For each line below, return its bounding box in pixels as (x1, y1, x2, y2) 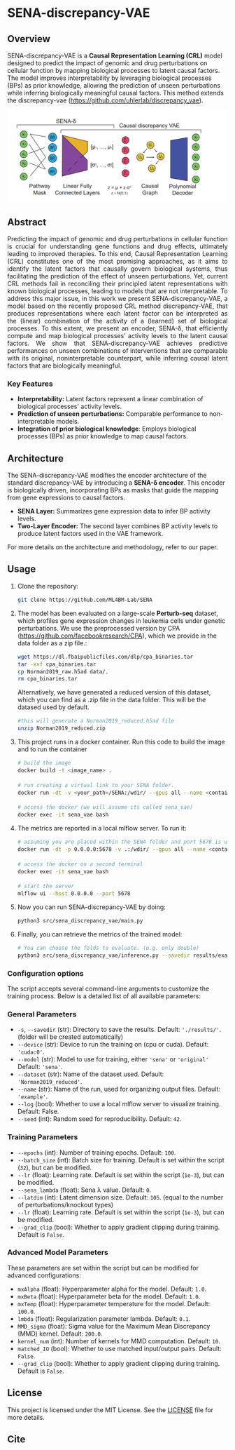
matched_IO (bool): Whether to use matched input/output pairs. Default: (17, 1344, 222, 1352)
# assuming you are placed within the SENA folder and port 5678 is (17, 838, 222, 846)
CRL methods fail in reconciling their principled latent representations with (7, 279, 228, 288)
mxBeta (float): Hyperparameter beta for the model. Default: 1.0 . (17, 1292, 201, 1301)
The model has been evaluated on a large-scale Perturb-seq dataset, (17, 609, 218, 617)
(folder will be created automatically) (17, 1033, 124, 1041)
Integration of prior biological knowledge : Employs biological (17, 424, 197, 433)
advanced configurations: (7, 1271, 82, 1280)
